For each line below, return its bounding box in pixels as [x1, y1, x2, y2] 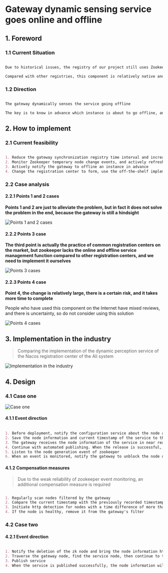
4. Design [5, 377, 36, 386]
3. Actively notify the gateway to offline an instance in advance [5, 164, 149, 170]
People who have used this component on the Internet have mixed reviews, [5, 305, 160, 311]
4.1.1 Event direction [5, 415, 47, 421]
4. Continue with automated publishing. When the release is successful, [5, 444, 162, 450]
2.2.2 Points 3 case [5, 231, 46, 237]
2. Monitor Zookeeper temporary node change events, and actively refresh [5, 160, 164, 165]
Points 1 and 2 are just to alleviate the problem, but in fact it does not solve [5, 204, 162, 210]
